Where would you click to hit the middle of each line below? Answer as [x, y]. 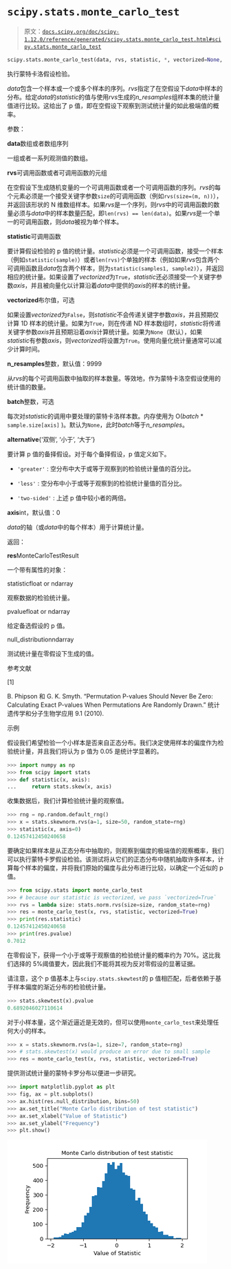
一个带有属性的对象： [37, 569]
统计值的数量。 [28, 387]
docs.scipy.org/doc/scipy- [81, 32]
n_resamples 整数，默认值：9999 [54, 363]
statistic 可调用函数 [34, 236]
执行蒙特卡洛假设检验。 [40, 74]
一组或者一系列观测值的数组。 [49, 158]
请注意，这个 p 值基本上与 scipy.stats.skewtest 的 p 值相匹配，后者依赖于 [111, 978]
